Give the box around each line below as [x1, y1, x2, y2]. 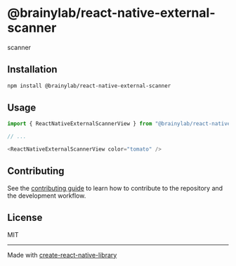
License [7, 212, 43, 224]
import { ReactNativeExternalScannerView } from [7, 120, 152, 127]
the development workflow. [7, 191, 86, 200]
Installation [7, 63, 58, 75]
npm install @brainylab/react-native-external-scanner [7, 82, 171, 89]
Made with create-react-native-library [7, 251, 117, 259]
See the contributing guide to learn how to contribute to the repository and [7, 184, 223, 192]
